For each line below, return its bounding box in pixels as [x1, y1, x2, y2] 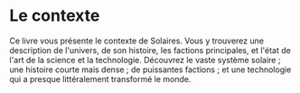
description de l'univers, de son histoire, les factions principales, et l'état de [9, 44, 291, 55]
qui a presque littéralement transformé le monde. [9, 73, 192, 84]
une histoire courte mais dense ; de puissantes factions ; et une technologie [9, 64, 292, 75]
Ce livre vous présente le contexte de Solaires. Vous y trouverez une [9, 35, 265, 46]
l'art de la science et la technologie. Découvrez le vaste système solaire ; [9, 54, 281, 65]
